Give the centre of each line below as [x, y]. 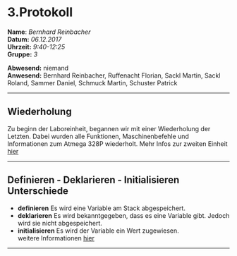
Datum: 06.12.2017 [35, 39]
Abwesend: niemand [38, 68]
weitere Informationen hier [56, 238]
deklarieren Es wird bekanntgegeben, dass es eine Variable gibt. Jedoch [123, 215]
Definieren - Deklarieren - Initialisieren [93, 180]
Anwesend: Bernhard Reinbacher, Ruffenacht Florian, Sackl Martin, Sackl [114, 75]
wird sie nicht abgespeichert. [60, 223]
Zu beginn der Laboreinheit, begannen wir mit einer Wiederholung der [109, 128]
